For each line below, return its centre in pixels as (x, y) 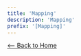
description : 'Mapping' (41, 20)
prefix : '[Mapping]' (37, 26)
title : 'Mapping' (32, 13)
